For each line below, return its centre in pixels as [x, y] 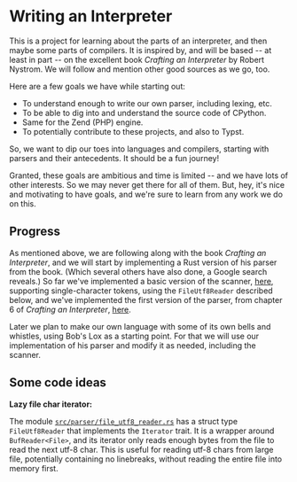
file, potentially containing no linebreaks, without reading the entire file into [145, 459]
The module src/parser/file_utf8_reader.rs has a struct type [123, 421]
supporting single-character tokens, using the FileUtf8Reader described [141, 291]
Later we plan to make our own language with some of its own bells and [140, 326]
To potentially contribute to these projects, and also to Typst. [133, 131]
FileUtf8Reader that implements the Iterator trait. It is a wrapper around [142, 431]
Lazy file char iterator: [51, 404]
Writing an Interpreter [91, 16]
